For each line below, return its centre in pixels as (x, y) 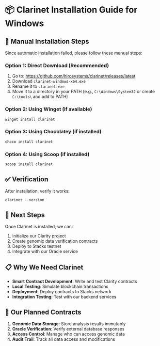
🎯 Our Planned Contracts (43, 312)
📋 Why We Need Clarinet (44, 267)
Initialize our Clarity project (39, 236)
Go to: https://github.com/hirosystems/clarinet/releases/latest (74, 76)
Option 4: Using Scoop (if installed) (47, 154)
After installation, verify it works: (37, 191)
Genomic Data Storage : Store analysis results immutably (69, 324)
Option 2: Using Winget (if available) (48, 109)
